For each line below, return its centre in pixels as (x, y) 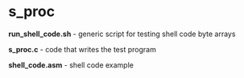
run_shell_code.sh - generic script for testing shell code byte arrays (122, 34)
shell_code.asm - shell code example (71, 65)
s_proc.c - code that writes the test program (83, 49)
